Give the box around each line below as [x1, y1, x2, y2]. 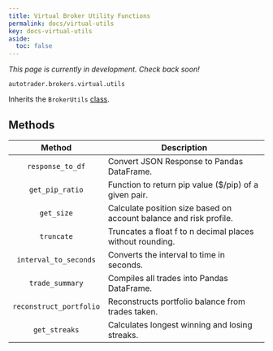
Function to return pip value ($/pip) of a [107, 179, 258, 190]
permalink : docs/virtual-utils [8, 19, 115, 28]
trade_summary [28, 278, 84, 288]
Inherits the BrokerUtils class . [8, 94, 110, 104]
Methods [8, 118, 55, 132]
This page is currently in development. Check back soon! [8, 64, 201, 74]
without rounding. [107, 236, 175, 247]
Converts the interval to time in [107, 249, 225, 260]
